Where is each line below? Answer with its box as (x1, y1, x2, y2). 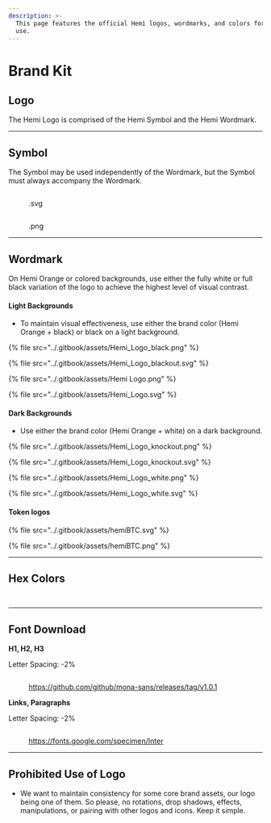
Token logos (8, 508, 51, 516)
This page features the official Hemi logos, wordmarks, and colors (15, 19, 251, 27)
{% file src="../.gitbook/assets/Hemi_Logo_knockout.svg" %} (8, 457, 211, 467)
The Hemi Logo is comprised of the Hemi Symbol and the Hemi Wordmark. (8, 115, 256, 125)
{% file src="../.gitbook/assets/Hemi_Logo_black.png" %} (8, 343, 200, 353)
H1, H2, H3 (8, 644, 44, 654)
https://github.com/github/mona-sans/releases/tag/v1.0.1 (28, 683, 218, 692)
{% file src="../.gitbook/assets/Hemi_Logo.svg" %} (8, 390, 177, 399)
